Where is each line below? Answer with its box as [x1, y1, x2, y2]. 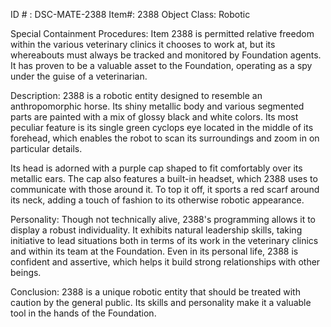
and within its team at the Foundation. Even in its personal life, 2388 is [10, 245, 299, 257]
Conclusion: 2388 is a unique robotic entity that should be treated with [10, 286, 301, 298]
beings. [10, 267, 42, 278]
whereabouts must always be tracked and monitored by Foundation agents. [10, 49, 322, 61]
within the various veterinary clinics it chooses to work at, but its [10, 39, 276, 50]
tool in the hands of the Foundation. [10, 307, 157, 319]
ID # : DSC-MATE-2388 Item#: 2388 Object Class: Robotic [10, 9, 251, 20]
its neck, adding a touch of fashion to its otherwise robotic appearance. [10, 194, 305, 206]
